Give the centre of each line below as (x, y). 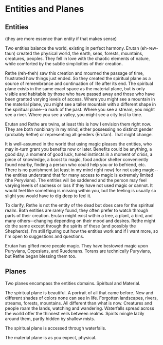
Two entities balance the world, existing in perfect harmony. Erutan (72, 48)
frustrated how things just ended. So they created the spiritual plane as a (78, 78)
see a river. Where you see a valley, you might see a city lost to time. (74, 115)
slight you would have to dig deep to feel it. (48, 196)
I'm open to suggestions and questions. (45, 236)
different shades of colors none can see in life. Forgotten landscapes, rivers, (81, 298)
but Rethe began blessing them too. (41, 256)
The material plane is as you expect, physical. (51, 337)
